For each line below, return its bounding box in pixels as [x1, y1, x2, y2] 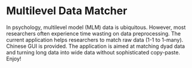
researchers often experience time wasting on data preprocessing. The [6, 30, 181, 37]
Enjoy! [6, 55, 22, 62]
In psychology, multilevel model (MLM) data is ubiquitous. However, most [6, 24, 186, 31]
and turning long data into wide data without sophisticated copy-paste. [6, 48, 181, 56]
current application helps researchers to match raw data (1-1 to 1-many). [6, 36, 184, 43]
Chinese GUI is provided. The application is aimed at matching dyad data [6, 43, 185, 50]
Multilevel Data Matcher [6, 4, 128, 18]
